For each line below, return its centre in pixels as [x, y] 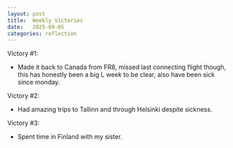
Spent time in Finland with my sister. [70, 137]
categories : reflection [42, 33]
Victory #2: [24, 96]
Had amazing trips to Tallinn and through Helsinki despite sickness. [115, 109]
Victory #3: [24, 123]
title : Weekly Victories [45, 20]
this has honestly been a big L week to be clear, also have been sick [116, 75]
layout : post [26, 14]
